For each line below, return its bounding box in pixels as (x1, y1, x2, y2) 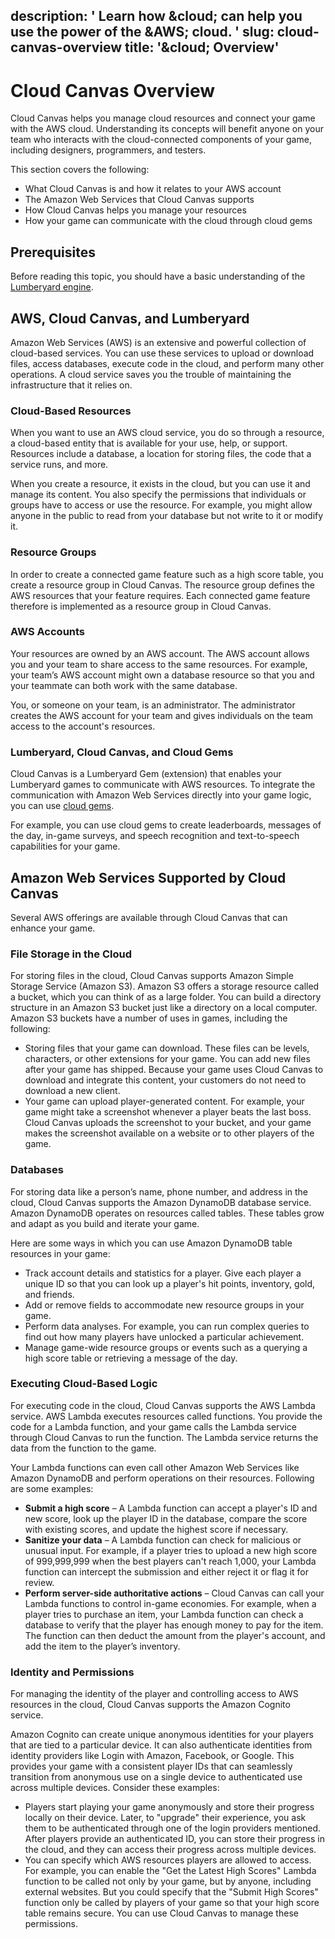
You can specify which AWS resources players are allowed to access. (24, 1854, 312, 1866)
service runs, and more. (10, 459, 109, 471)
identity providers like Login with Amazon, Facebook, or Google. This (10, 1750, 295, 1762)
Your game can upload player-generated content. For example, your (24, 1095, 305, 1108)
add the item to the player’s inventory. (24, 1640, 181, 1652)
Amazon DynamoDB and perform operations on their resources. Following (10, 1472, 315, 1484)
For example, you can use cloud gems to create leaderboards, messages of (10, 819, 322, 831)
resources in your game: (10, 1247, 111, 1259)
